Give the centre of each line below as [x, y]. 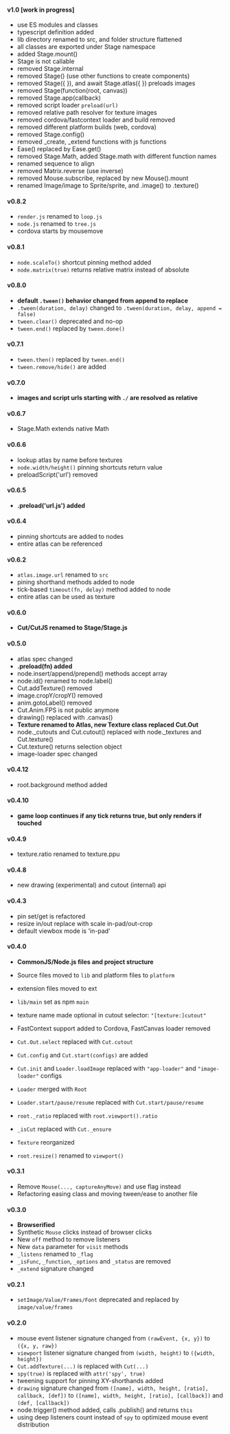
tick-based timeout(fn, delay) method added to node [94, 589]
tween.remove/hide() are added [61, 367]
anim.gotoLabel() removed [55, 703]
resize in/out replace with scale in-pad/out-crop [85, 923]
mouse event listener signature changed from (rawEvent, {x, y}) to [114, 1338]
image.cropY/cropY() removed [60, 695]
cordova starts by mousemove [60, 231]
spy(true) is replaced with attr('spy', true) [81, 1373]
